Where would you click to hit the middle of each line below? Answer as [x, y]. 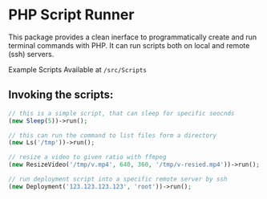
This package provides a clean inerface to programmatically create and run [133, 37]
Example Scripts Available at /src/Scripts [77, 69]
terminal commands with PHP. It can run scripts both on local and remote [129, 45]
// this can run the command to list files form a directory [113, 135]
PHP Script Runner [71, 15]
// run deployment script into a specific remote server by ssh [118, 179]
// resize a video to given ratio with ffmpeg [87, 157]
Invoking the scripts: [61, 95]
